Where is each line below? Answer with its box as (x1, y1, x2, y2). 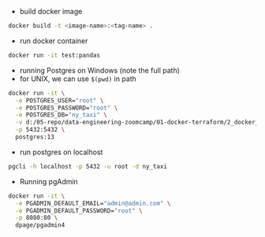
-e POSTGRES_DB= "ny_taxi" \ (15, 111, 108, 119)
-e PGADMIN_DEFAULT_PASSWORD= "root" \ (15, 206, 144, 215)
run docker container (19, 35, 88, 46)
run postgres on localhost (19, 147, 103, 157)
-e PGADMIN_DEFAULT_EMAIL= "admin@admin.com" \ (15, 199, 171, 207)
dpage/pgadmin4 (15, 221, 65, 229)
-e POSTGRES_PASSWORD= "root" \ (15, 104, 118, 112)
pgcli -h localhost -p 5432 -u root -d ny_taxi (8, 162, 168, 170)
